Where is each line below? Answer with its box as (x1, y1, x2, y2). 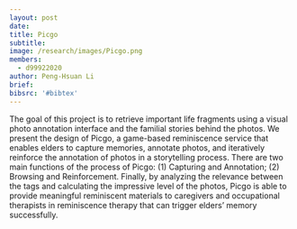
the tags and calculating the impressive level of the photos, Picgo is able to (9, 180, 287, 191)
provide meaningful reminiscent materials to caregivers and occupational (9, 190, 281, 201)
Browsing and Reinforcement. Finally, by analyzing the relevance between (9, 170, 283, 181)
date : (9, 22, 30, 31)
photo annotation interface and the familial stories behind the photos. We (9, 123, 280, 133)
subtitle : (9, 38, 47, 48)
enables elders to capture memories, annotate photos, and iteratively (9, 142, 265, 153)
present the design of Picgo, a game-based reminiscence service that (9, 133, 269, 143)
